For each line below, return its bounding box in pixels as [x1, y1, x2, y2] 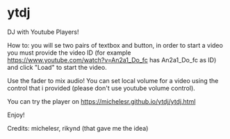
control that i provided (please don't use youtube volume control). [7, 84, 196, 92]
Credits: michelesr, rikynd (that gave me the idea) [7, 124, 149, 132]
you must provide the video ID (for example [7, 48, 131, 57]
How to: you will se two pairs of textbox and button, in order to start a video [7, 41, 224, 49]
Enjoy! [7, 111, 26, 119]
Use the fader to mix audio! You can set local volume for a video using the [7, 76, 219, 84]
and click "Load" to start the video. [7, 63, 107, 71]
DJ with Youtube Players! [7, 28, 79, 36]
